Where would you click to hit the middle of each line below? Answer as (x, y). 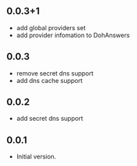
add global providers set (51, 27)
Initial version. (36, 156)
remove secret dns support (55, 73)
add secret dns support (50, 119)
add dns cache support (50, 80)
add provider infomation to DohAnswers (73, 35)
